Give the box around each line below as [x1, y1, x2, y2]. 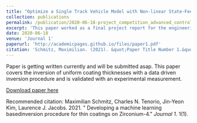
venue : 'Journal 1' [6, 36, 54, 42]
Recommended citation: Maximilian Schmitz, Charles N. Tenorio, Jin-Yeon [6, 98, 184, 105]
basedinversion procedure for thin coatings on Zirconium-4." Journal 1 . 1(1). [6, 110, 189, 117]
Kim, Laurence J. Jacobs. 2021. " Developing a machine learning [6, 104, 162, 111]
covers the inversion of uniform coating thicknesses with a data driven [6, 69, 176, 76]
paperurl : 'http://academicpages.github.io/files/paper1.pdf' [6, 42, 161, 47]
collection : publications [6, 14, 69, 20]
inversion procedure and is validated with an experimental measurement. [6, 75, 182, 82]
